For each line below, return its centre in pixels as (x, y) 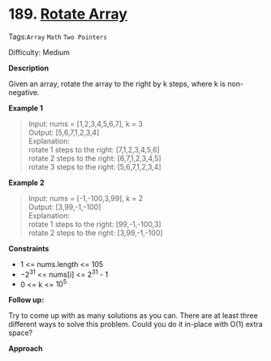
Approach (26, 349)
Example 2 (26, 183)
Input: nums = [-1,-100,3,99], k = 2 (86, 198)
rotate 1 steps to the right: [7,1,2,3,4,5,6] (94, 149)
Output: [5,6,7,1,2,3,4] (64, 132)
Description (29, 68)
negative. (24, 92)
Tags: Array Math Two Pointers (58, 37)
